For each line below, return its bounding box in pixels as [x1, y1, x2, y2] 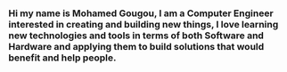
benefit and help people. [8, 52, 117, 64]
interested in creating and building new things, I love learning [8, 18, 279, 30]
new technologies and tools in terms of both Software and [8, 29, 265, 42]
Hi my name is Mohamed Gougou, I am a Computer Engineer [8, 7, 274, 20]
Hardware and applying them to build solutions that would [8, 40, 265, 52]
